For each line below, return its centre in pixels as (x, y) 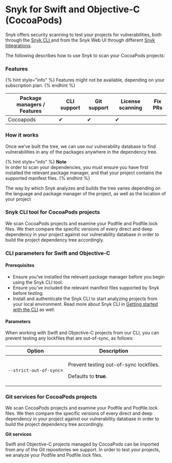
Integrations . (19, 45)
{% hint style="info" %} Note (36, 162)
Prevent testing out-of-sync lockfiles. (114, 365)
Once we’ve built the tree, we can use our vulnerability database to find (81, 146)
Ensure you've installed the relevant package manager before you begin (89, 276)
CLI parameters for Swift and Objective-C (58, 253)
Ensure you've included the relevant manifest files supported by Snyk (86, 288)
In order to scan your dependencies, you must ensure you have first (77, 167)
